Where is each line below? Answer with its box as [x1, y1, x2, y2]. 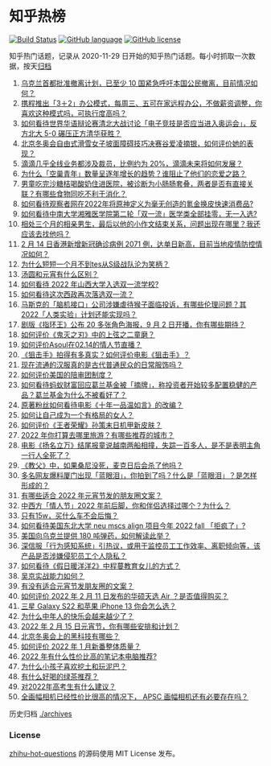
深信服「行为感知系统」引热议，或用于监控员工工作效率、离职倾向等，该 [20, 541, 261, 550]
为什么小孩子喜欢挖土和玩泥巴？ [20, 661, 127, 671]
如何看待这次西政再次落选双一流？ [20, 289, 134, 299]
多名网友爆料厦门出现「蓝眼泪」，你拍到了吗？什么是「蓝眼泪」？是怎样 [20, 470, 257, 480]
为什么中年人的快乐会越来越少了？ [20, 611, 134, 620]
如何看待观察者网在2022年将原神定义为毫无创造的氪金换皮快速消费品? [20, 199, 254, 208]
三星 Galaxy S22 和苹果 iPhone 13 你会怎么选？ [20, 601, 177, 611]
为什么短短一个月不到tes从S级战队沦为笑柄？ [20, 259, 170, 269]
